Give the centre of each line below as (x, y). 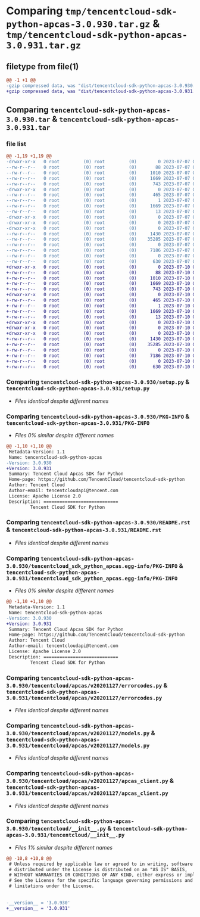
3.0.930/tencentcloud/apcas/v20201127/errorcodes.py (84, 686)
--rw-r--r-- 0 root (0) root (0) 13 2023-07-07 (98, 212)
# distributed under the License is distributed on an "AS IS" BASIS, (98, 869)
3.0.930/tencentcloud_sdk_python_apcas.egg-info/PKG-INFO (92, 566)
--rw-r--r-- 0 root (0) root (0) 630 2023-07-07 (98, 261)
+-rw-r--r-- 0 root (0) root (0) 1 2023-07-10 (98, 306)
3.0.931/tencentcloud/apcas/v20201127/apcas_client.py (87, 793)
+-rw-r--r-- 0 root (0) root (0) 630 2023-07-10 (98, 367)
